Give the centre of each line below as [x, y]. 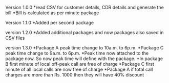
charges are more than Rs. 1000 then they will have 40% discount [75, 75]
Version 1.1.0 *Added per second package [49, 23]
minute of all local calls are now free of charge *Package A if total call [79, 69]
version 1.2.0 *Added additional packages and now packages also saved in [84, 32]
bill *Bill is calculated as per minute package [52, 13]
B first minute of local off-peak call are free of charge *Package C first [80, 64]
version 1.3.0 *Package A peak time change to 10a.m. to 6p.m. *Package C [84, 48]
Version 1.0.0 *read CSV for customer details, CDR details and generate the [84, 7]
